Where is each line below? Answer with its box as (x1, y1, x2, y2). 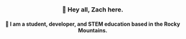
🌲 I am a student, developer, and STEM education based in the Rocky (5, 20, 181, 28)
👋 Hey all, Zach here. (61, 5, 124, 14)
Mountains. (78, 26, 108, 34)
